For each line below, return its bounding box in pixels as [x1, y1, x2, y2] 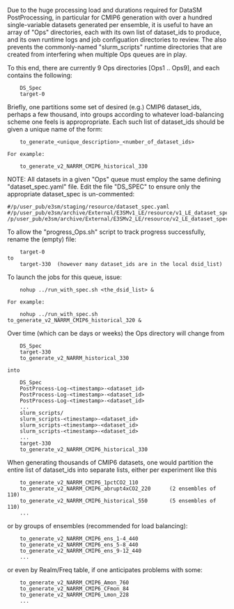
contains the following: [7, 71, 72, 79]
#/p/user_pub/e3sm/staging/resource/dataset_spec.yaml [7, 203, 170, 210]
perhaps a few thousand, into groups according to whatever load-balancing [7, 111, 224, 118]
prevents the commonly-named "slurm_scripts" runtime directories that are [7, 43, 223, 51]
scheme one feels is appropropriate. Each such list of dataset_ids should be [7, 118, 225, 126]
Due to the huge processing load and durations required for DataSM [7, 6, 203, 14]
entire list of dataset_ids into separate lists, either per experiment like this [7, 466, 217, 474]
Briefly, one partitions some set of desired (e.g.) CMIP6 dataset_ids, [7, 103, 202, 111]
